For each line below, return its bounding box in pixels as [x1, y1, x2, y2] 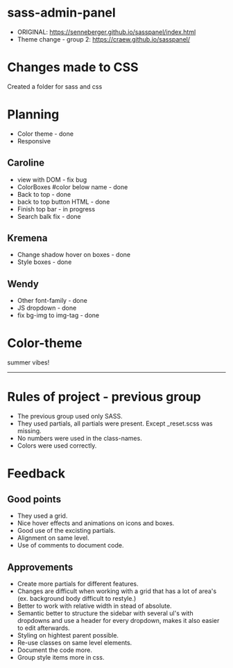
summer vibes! [7, 358, 50, 367]
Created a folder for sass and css [7, 82, 103, 91]
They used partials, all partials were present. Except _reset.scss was [17, 419, 213, 428]
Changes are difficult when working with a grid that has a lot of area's [17, 587, 217, 595]
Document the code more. [17, 646, 92, 654]
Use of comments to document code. [17, 541, 124, 550]
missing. [17, 427, 42, 435]
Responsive [17, 137, 51, 145]
